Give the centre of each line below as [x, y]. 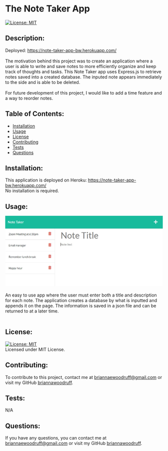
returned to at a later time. [32, 311]
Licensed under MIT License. [35, 349]
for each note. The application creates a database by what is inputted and [81, 300]
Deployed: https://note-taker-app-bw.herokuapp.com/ [61, 50]
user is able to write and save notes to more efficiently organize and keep [81, 66]
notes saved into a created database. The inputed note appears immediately [84, 77]
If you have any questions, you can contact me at [56, 438]
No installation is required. [32, 191]
